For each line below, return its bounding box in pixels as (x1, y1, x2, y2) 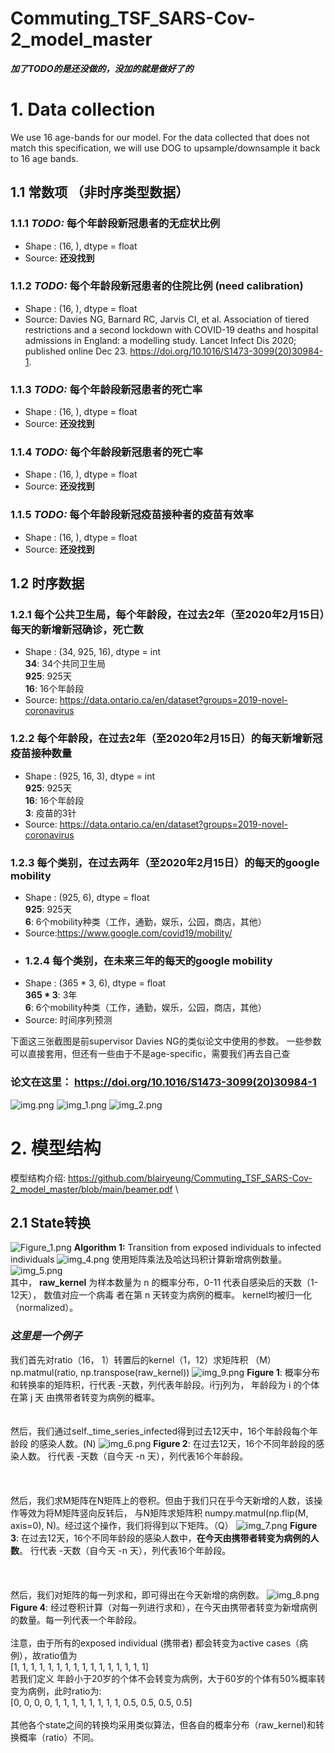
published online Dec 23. (24, 345, 128, 357)
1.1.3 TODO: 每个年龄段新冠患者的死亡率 (10, 382, 203, 396)
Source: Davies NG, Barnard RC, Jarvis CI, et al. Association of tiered (24, 313, 310, 325)
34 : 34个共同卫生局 (24, 658, 106, 670)
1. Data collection (10, 98, 156, 121)
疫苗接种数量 (10, 747, 73, 761)
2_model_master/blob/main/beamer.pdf (10, 1183, 173, 1195)
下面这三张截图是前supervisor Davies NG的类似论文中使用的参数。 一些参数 (10, 1035, 322, 1047)
